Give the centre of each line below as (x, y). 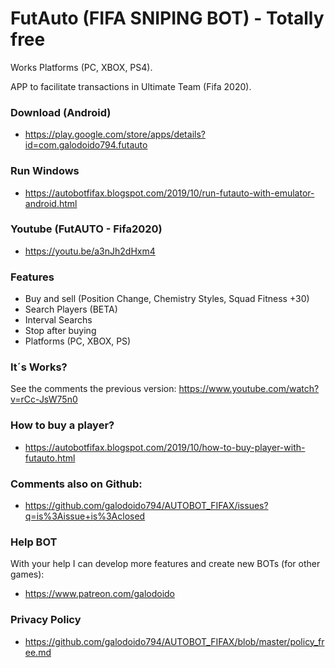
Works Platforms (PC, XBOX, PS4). (81, 67)
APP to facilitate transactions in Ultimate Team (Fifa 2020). (131, 86)
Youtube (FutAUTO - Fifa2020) (86, 229)
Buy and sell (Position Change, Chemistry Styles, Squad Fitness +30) (167, 299)
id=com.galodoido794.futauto (86, 145)
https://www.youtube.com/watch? (249, 389)
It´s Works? (39, 367)
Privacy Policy (46, 620)
